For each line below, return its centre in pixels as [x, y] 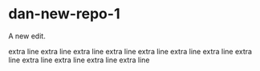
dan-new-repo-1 [64, 14]
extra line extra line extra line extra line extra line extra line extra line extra [130, 51]
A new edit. [27, 36]
